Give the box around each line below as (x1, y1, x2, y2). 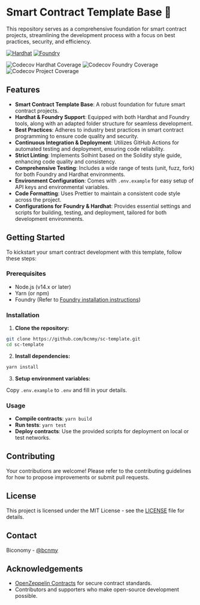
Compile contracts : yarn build (14, 415, 92, 422)
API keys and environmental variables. (14, 183, 110, 190)
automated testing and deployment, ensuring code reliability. (14, 145, 165, 152)
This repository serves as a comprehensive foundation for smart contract (6, 25, 187, 32)
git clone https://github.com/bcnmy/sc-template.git (6, 336, 141, 342)
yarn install (6, 364, 39, 370)
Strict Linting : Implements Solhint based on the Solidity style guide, (14, 151, 182, 159)
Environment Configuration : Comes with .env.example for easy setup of (14, 177, 194, 184)
